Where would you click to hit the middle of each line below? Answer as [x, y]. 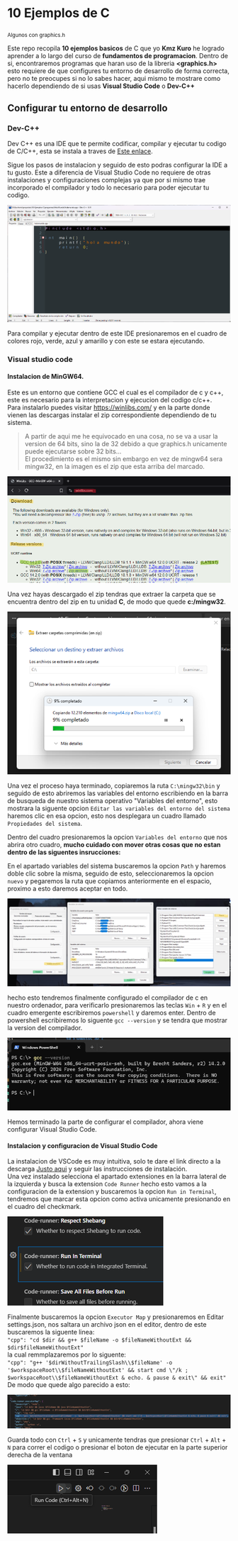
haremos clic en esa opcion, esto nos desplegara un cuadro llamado [107, 816]
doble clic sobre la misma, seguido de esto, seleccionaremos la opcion [110, 873]
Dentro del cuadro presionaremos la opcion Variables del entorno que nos [118, 837]
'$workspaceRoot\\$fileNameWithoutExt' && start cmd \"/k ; [98, 1371]
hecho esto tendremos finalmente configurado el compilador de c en [108, 998]
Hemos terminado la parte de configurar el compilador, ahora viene [106, 1122]
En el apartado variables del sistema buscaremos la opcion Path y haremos [117, 866]
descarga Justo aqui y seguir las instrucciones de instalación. [97, 1169]
